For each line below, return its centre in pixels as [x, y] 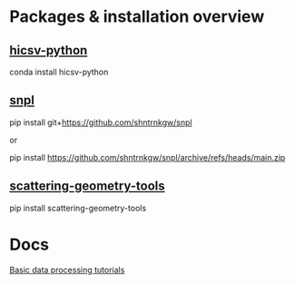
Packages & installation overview [137, 17]
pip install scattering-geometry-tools [78, 208]
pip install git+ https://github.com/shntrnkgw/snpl [101, 122]
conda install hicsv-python [59, 72]
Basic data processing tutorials [67, 269]
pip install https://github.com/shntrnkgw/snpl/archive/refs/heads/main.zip [147, 157]
